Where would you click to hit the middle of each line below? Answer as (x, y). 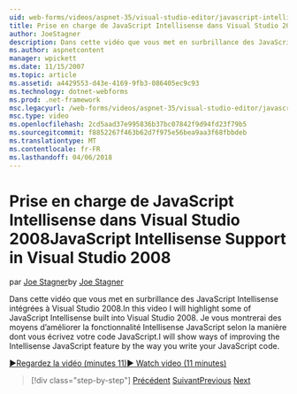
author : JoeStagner (45, 34)
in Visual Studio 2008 (90, 257)
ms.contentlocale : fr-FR (55, 149)
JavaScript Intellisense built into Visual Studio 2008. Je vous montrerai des (145, 318)
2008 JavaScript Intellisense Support (148, 239)
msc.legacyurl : (37, 108)
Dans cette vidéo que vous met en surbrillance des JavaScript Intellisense (144, 299)
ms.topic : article (43, 75)
